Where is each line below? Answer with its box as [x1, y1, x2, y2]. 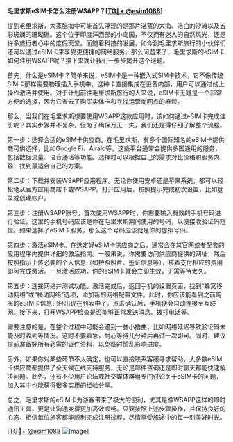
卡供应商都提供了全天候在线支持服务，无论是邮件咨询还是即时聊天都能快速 [7, 363, 220, 372]
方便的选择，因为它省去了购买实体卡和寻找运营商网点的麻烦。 [7, 97, 184, 105]
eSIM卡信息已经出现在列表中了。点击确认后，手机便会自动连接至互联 [19, 299, 216, 307]
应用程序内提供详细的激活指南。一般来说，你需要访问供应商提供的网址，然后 [7, 250, 226, 258]
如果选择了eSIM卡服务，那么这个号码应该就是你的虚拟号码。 [19, 226, 192, 234]
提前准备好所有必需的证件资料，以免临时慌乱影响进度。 [7, 340, 165, 348]
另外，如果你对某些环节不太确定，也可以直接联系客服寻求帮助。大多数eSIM [7, 355, 223, 363]
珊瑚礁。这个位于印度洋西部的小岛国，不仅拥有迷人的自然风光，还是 [31, 31, 226, 38]
